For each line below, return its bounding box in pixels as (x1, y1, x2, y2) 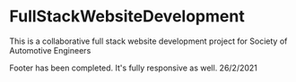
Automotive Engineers (9, 45, 91, 55)
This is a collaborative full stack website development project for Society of (9, 36, 288, 46)
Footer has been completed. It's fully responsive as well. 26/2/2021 (9, 62, 258, 73)
